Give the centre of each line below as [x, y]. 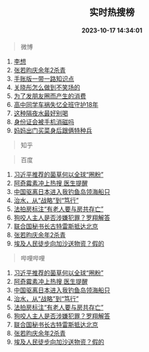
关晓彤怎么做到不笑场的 [47, 87]
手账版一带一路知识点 [44, 79]
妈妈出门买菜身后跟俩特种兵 [53, 130]
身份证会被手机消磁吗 [44, 121]
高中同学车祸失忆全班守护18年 [56, 104]
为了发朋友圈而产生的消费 [50, 96]
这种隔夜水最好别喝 [41, 113]
